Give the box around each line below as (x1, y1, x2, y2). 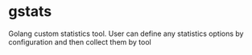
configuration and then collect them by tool (8, 37, 151, 46)
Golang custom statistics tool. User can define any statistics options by (8, 29, 244, 38)
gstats (8, 2, 52, 21)
